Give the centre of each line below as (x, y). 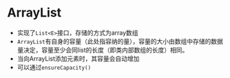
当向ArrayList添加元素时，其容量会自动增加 (78, 58)
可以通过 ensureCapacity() (54, 67)
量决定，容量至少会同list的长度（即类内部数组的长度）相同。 (103, 50)
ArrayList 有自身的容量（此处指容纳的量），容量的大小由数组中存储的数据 (120, 41)
